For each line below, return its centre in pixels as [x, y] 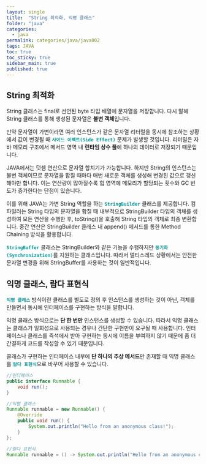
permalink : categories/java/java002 [53, 40]
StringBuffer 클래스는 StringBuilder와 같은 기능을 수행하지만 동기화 [87, 247]
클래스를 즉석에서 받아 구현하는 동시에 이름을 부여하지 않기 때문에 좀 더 [112, 335]
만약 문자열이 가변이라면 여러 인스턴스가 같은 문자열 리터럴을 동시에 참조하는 [97, 132]
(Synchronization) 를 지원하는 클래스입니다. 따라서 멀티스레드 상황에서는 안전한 [102, 255]
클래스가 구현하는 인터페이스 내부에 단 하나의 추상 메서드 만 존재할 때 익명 [93, 356]
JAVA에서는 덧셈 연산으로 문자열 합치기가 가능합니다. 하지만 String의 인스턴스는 [101, 168]
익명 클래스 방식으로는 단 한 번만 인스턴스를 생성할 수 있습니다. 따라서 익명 [94, 320]
